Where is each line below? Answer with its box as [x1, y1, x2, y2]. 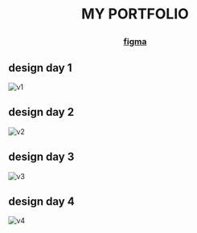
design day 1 [8, 61, 72, 75]
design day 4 [8, 194, 75, 209]
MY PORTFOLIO [81, 5, 189, 23]
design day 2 [8, 105, 75, 119]
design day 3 [8, 150, 75, 164]
